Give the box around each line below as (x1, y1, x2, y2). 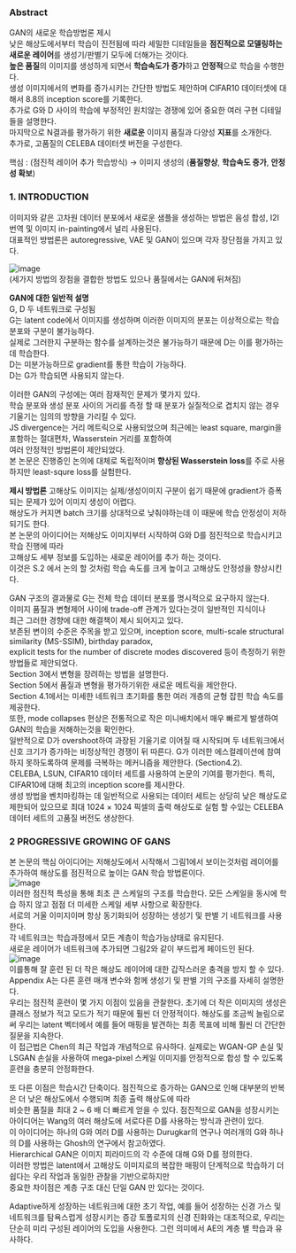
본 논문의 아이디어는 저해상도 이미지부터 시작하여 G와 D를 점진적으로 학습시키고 (9, 529, 283, 540)
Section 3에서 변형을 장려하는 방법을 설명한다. (9, 668, 170, 679)
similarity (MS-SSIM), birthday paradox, (9, 635, 154, 646)
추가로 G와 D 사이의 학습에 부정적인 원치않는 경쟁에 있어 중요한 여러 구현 (9, 105, 259, 116)
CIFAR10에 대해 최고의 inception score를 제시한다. (9, 779, 186, 790)
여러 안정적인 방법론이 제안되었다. (9, 444, 125, 455)
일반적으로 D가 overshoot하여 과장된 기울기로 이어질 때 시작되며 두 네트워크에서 (9, 735, 285, 745)
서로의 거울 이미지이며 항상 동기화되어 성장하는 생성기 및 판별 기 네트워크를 (9, 910, 267, 921)
